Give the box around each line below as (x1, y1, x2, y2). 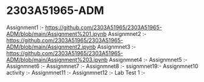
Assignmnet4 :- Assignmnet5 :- (108, 56, 188, 63)
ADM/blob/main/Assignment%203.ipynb (6, 56, 108, 63)
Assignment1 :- (6, 24, 44, 31)
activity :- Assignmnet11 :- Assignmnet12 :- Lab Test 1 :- (6, 69, 146, 76)
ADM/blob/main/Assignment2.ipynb (6, 43, 96, 50)
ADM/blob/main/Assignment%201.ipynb (6, 30, 107, 37)
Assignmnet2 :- (108, 30, 147, 37)
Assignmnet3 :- (97, 43, 136, 50)
